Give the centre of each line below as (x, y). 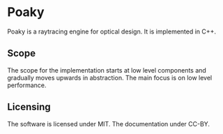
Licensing (29, 107)
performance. (27, 85)
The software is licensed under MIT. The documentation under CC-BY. (109, 124)
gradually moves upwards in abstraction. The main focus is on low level (110, 77)
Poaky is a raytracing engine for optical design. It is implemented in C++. (112, 31)
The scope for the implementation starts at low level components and (107, 70)
